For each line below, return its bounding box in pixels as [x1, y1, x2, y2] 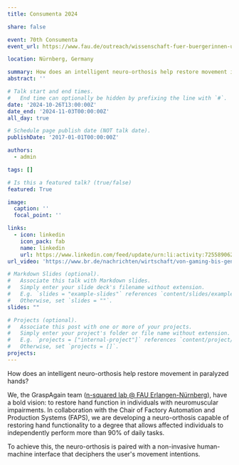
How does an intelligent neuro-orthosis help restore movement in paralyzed [7, 369, 229, 377]
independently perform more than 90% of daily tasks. [7, 428, 165, 437]
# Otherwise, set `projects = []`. [7, 343, 119, 350]
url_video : [7, 258, 40, 265]
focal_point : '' [14, 211, 62, 219]
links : [7, 225, 27, 232]
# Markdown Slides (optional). [7, 271, 100, 278]
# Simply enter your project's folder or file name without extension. [7, 330, 231, 337]
